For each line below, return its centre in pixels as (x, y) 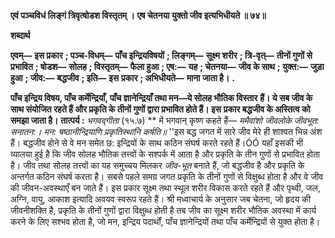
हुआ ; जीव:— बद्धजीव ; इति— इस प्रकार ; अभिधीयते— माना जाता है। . (122, 78)
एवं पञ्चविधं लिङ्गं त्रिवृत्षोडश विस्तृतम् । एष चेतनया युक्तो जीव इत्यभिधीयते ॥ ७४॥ (138, 15)
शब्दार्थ (20, 35)
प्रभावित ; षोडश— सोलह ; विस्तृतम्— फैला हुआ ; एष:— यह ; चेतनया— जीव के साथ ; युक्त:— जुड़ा (167, 66)
